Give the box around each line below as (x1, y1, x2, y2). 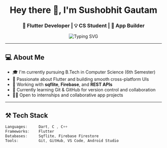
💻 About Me (5, 53, 45, 62)
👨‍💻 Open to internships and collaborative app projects (12, 92, 123, 98)
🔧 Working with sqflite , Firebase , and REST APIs (12, 81, 113, 87)
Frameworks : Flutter (5, 129, 55, 134)
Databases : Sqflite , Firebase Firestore (5, 134, 99, 139)
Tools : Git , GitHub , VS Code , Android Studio (5, 138, 119, 143)
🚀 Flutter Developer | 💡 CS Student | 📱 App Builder (22, 22, 145, 29)
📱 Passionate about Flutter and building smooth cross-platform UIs (12, 76, 149, 82)
